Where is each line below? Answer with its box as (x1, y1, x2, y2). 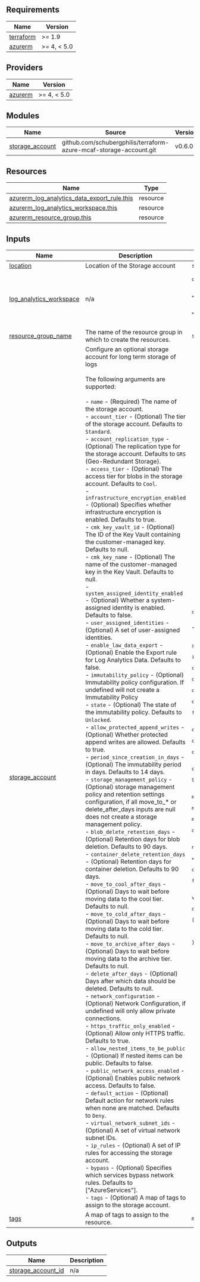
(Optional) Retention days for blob (85, 835, 180, 844)
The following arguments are (85, 375, 165, 384)
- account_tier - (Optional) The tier (85, 412, 186, 421)
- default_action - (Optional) (85, 1089, 169, 1097)
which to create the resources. (85, 336, 171, 344)
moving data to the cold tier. (85, 925, 164, 933)
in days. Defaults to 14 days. (85, 768, 165, 776)
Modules (6, 111, 40, 121)
